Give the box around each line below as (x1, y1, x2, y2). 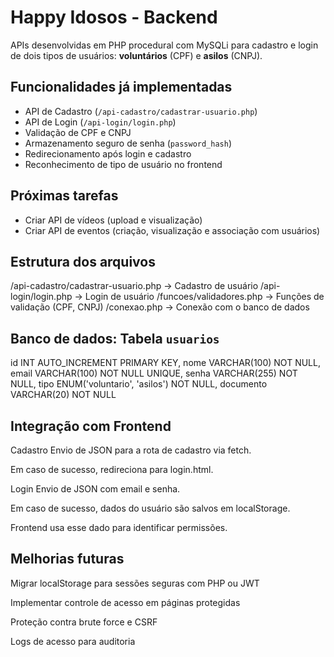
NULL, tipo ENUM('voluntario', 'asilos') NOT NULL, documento (10, 378, 268, 390)
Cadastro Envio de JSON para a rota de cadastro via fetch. (10, 444, 252, 456)
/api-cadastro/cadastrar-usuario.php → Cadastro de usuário (10, 280, 259, 292)
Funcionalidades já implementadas (10, 79, 233, 96)
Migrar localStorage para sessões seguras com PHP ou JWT (10, 577, 260, 589)
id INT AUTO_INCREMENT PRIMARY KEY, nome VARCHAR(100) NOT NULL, (10, 357, 321, 369)
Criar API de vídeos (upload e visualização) (24, 214, 203, 226)
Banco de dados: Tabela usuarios (10, 330, 220, 347)
